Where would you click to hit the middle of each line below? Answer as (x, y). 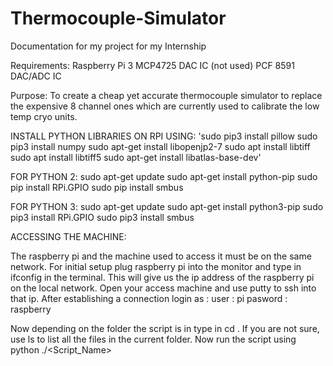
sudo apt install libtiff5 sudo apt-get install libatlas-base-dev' (136, 157)
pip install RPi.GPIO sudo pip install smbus (97, 187)
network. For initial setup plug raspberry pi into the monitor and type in (156, 266)
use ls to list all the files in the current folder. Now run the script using (153, 339)
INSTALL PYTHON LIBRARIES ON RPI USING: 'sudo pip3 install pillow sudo (164, 136)
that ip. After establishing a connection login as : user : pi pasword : (149, 298)
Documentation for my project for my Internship (108, 46)
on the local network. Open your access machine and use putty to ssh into (163, 288)
